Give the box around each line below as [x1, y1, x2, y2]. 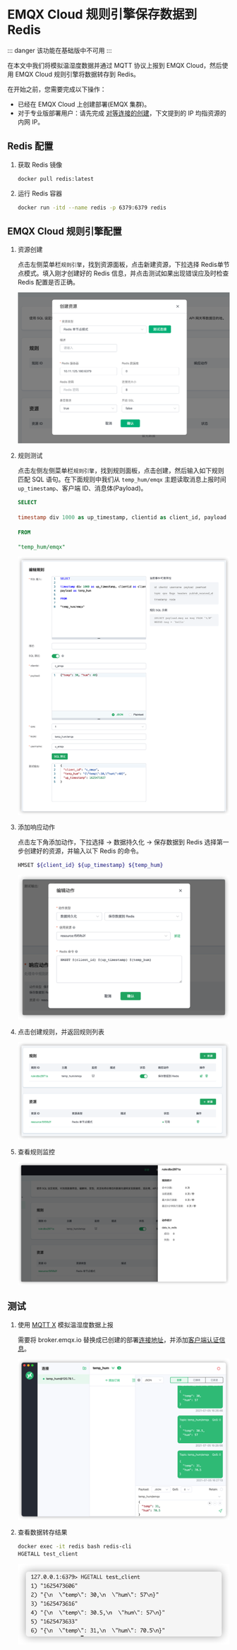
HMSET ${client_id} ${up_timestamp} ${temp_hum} [17, 861, 164, 868]
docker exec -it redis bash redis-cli [17, 1543, 132, 1550]
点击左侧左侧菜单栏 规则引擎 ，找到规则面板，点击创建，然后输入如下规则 [17, 467, 224, 475]
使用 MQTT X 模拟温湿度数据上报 [17, 1320, 114, 1329]
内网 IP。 [17, 117, 44, 126]
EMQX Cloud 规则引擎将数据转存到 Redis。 [15, 70, 140, 78]
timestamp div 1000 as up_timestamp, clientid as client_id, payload [17, 513, 227, 521]
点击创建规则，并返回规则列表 [17, 1027, 104, 1036]
